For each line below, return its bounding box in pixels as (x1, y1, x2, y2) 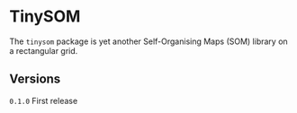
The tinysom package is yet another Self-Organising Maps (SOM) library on (9, 36, 288, 47)
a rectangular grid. (9, 45, 78, 56)
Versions (9, 72, 61, 87)
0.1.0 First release (9, 95, 78, 106)
